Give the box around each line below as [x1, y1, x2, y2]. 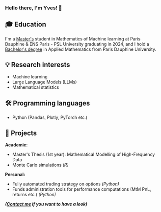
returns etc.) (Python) [12, 192, 56, 198]
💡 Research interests [5, 61, 70, 69]
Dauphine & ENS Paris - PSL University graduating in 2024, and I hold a [5, 41, 150, 47]
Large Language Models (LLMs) [12, 79, 77, 85]
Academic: [5, 142, 28, 148]
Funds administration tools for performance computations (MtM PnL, [12, 186, 151, 192]
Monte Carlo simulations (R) [12, 162, 69, 168]
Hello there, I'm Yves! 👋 [5, 4, 62, 11]
